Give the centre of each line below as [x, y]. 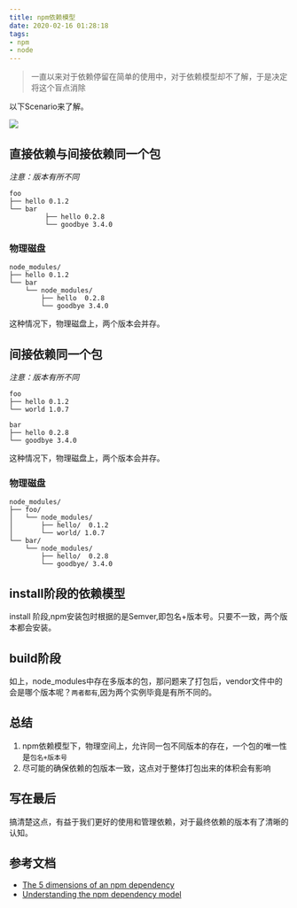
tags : [19, 34]
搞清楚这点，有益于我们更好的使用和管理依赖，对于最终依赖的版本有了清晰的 [149, 821]
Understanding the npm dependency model [102, 895]
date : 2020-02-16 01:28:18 [59, 26]
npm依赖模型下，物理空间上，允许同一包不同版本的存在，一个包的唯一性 [154, 746]
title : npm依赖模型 [43, 17]
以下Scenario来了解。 [49, 106]
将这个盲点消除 [58, 88]
